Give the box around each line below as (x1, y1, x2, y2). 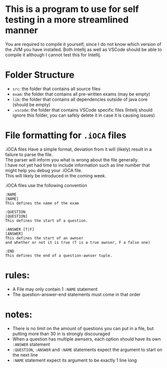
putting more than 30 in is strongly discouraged (12, 331, 111, 337)
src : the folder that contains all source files (12, 86, 101, 92)
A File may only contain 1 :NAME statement (12, 286, 98, 292)
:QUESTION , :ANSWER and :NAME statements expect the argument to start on (12, 347, 163, 353)
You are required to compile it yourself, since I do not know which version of (5, 41, 162, 47)
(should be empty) (12, 101, 51, 108)
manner (5, 25, 38, 36)
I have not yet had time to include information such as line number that (5, 162, 150, 168)
